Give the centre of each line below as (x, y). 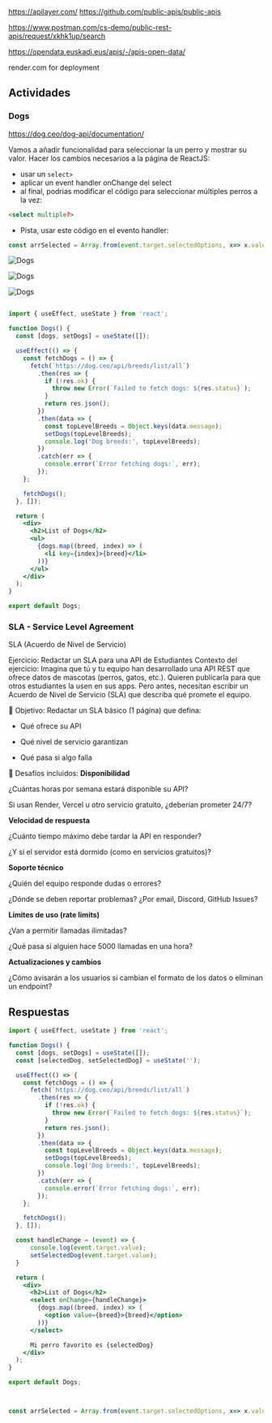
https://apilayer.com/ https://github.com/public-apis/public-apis (115, 12)
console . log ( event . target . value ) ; (88, 1248)
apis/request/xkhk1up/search (57, 36)
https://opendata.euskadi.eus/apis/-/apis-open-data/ (97, 52)
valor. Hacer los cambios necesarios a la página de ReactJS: (109, 158)
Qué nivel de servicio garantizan (74, 742)
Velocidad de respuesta (49, 821)
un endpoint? (30, 986)
